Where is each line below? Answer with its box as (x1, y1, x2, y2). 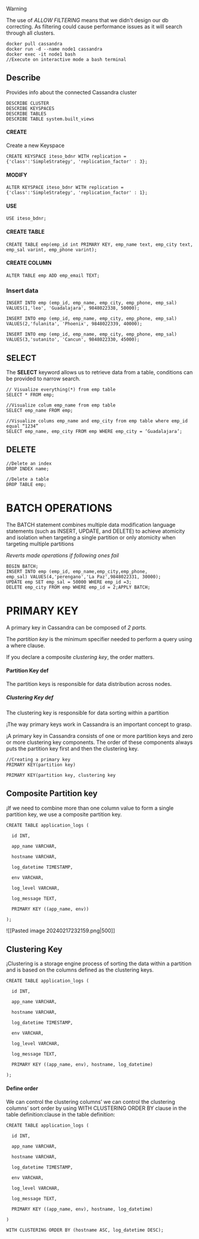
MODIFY (6, 171, 28, 178)
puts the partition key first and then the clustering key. (6, 744, 139, 752)
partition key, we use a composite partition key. (6, 810, 122, 818)
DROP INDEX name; (6, 466, 49, 472)
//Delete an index (6, 460, 52, 466)
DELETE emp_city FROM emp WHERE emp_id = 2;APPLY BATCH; (6, 584, 151, 590)
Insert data (6, 286, 39, 295)
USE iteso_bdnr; (6, 215, 46, 222)
